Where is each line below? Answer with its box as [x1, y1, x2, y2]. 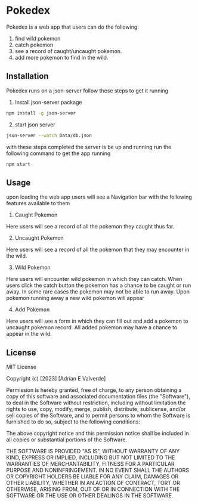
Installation [6, 71, 49, 81]
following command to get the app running [6, 150, 111, 157]
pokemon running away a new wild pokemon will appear [6, 295, 144, 302]
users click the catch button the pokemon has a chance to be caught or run [6, 282, 191, 289]
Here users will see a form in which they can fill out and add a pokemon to [6, 317, 188, 325]
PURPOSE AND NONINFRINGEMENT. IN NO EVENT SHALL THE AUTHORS [6, 466, 190, 474]
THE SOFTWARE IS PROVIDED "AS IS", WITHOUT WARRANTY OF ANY [6, 448, 180, 454]
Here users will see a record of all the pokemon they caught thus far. [6, 223, 175, 230]
